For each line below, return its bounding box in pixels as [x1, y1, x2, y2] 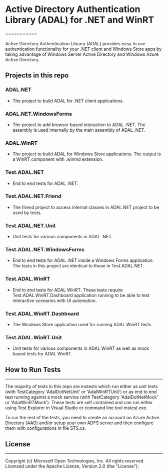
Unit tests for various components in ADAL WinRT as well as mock [12, 345, 149, 351]
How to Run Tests [5, 365, 61, 374]
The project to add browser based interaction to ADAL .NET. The [12, 122, 146, 128]
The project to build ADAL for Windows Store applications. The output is [12, 151, 161, 157]
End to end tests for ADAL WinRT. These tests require [12, 287, 123, 293]
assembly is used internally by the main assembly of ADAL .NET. [12, 127, 145, 133]
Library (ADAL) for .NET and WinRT [5, 14, 154, 26]
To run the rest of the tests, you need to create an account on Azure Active [5, 415, 159, 421]
